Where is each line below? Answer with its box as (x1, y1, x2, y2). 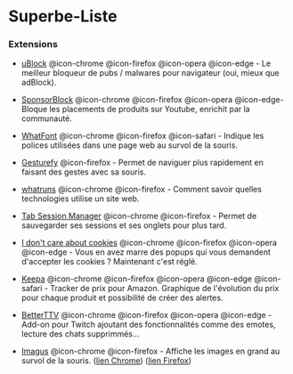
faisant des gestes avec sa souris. (20, 167, 147, 177)
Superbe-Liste (8, 6, 118, 27)
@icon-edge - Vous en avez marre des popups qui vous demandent (20, 247, 271, 257)
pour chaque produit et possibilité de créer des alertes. (20, 292, 224, 304)
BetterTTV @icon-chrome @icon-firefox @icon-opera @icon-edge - (20, 310, 273, 321)
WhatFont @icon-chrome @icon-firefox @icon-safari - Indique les (20, 131, 265, 142)
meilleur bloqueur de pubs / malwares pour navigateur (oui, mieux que (20, 68, 280, 78)
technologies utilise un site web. (20, 193, 140, 204)
